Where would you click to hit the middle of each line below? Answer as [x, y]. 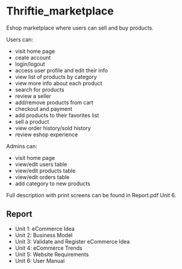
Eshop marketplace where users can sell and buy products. [80, 28]
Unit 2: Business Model [44, 235]
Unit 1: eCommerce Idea [45, 229]
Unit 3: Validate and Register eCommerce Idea [72, 241]
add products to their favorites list [57, 115]
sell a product [32, 121]
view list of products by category [56, 77]
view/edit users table [41, 164]
